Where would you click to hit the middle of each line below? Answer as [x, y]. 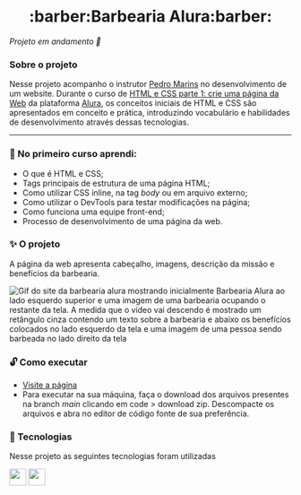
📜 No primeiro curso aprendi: [73, 154]
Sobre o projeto [43, 65]
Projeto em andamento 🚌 [55, 41]
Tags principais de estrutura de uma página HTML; [116, 183]
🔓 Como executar [48, 362]
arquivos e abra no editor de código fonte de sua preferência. [136, 413]
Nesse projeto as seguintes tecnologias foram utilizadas [113, 456]
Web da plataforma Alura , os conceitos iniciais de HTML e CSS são [133, 103]
